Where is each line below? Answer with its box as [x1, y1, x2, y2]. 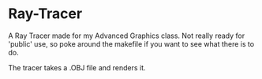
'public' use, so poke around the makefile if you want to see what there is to [8, 39, 255, 48]
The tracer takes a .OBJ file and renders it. [8, 62, 146, 72]
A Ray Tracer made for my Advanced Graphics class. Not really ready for [8, 31, 245, 40]
